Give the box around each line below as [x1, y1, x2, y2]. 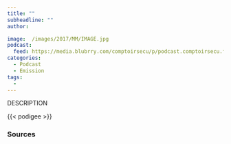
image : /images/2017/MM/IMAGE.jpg [7, 35, 109, 42]
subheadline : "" [7, 17, 54, 23]
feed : [13, 48, 30, 55]
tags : [7, 74, 23, 81]
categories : [7, 54, 41, 62]
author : [7, 23, 30, 30]
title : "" [7, 10, 36, 17]
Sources [7, 130, 36, 139]
